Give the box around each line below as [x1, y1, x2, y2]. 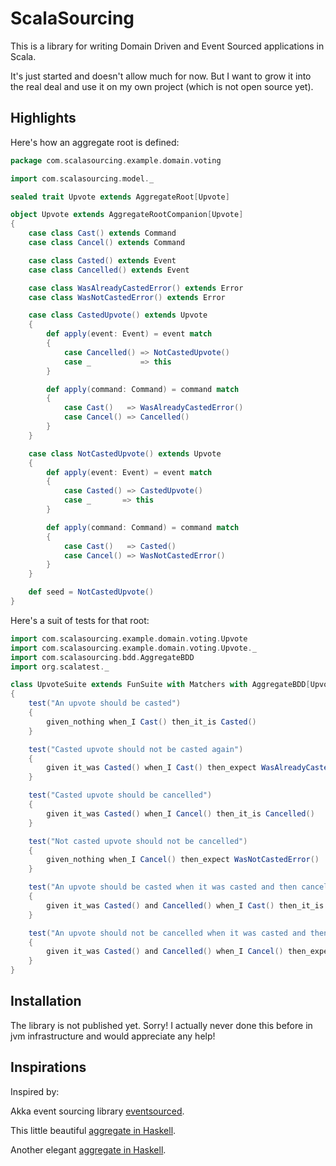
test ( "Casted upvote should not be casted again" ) [28, 744, 244, 754]
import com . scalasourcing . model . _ [10, 173, 155, 184]
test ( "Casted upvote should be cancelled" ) [28, 790, 213, 801]
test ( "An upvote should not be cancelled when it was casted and [28, 928, 307, 938]
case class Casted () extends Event [28, 255, 177, 266]
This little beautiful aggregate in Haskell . [10, 1124, 177, 1136]
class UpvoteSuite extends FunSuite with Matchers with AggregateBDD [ [10, 680, 311, 690]
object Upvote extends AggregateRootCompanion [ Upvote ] [10, 210, 244, 220]
